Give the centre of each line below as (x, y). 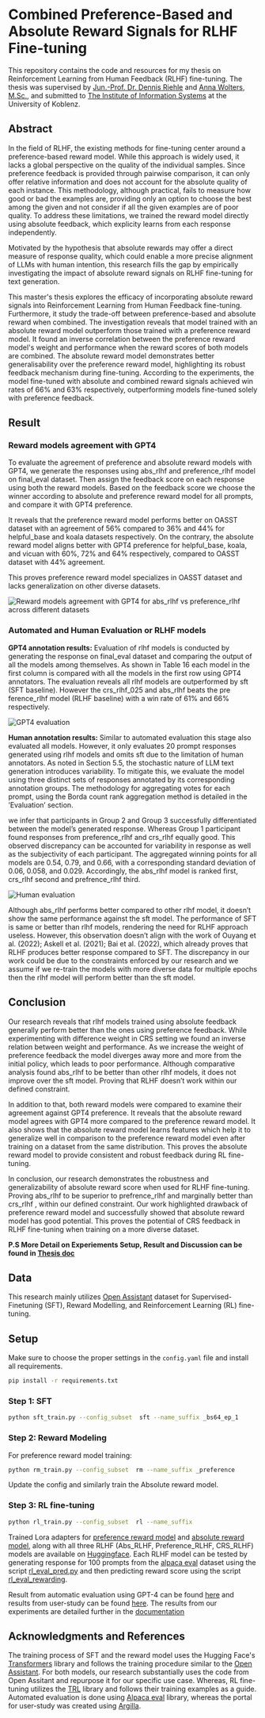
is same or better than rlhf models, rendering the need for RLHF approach (128, 926)
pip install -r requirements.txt (63, 1381)
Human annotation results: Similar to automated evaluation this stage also (130, 737)
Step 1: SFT (30, 1401)
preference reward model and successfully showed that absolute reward (127, 1212)
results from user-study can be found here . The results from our (113, 1603)
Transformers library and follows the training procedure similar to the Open (131, 1664)
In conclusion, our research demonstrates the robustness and (109, 1179)
